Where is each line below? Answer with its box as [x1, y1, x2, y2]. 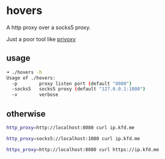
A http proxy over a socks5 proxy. [6, 24, 91, 31]
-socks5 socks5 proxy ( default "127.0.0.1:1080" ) [12, 86, 146, 92]
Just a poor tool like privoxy [6, 35, 76, 42]
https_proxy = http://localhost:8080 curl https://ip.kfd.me [6, 146, 160, 152]
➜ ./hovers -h [6, 69, 43, 75]
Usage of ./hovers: [6, 75, 56, 81]
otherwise [6, 109, 46, 119]
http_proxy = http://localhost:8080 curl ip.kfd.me [6, 124, 135, 130]
